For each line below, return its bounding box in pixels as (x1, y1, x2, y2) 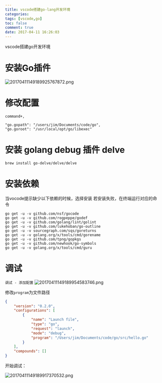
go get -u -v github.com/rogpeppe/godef (5, 215, 88, 220)
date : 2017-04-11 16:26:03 (5, 30, 60, 35)
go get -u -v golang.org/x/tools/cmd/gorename (5, 232, 101, 237)
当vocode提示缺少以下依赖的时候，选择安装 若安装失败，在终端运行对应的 (5, 195, 153, 201)
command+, (5, 114, 25, 119)
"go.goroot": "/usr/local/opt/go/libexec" (5, 127, 92, 131)
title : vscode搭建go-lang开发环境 (5, 7, 70, 12)
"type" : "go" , (31, 322, 60, 327)
